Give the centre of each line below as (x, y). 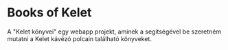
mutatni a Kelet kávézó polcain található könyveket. (80, 38)
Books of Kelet (49, 13)
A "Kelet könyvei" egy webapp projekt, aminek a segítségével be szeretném (114, 32)
